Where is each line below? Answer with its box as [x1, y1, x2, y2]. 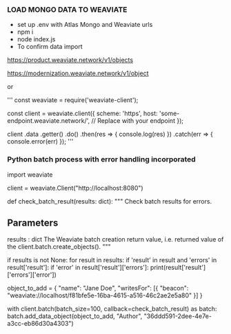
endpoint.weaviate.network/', [7, 117, 90, 125]
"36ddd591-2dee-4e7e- [143, 312, 212, 320]
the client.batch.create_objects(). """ [7, 243, 112, 251]
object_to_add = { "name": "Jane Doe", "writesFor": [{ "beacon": [7, 284, 189, 293]
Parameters [7, 217, 59, 228]
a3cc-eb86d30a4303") [7, 320, 74, 328]
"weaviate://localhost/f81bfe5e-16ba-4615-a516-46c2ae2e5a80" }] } [7, 291, 203, 299]
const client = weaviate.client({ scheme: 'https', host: [7, 109, 158, 118]
